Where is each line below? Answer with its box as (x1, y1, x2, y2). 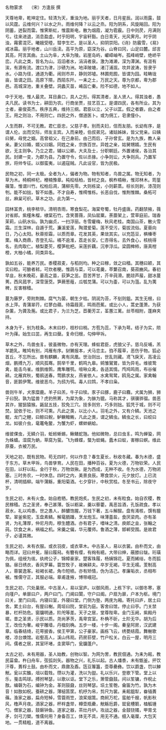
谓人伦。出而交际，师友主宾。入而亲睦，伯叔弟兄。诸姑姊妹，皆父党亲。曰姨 (5, 129, 161, 135)
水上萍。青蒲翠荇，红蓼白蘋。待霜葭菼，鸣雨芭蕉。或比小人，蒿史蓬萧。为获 (5, 302, 161, 307)
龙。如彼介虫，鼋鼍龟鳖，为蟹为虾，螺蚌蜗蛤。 (5, 420, 100, 426)
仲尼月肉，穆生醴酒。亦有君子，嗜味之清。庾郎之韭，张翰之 (35, 520, 157, 526)
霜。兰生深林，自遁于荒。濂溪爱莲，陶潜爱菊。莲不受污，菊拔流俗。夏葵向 (5, 225, 157, 230)
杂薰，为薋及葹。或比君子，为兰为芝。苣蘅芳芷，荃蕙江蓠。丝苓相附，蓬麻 (5, 308, 157, 314)
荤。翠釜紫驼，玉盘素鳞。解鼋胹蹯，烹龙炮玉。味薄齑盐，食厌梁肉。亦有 (5, 514, 152, 520)
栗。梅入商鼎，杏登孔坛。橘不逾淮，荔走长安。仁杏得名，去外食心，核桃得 (5, 237, 157, 243)
